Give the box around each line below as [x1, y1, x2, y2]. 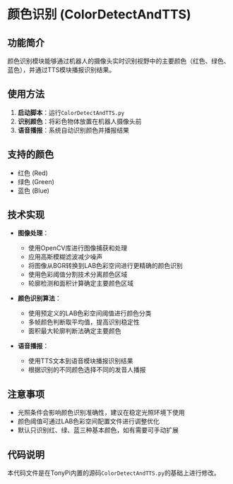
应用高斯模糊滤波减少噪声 [28, 253, 103, 261]
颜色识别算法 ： [17, 294, 61, 303]
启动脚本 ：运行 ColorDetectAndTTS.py [17, 108, 125, 116]
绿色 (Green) [17, 177, 55, 186]
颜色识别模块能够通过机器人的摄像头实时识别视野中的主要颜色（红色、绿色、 [7, 57, 230, 65]
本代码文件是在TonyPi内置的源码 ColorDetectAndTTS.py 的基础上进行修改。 [7, 468, 220, 477]
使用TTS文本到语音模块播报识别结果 [28, 357, 133, 365]
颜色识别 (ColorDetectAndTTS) [7, 6, 192, 23]
